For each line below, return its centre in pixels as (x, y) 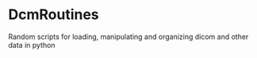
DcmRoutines (54, 15)
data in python (32, 44)
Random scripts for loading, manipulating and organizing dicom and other (128, 37)
